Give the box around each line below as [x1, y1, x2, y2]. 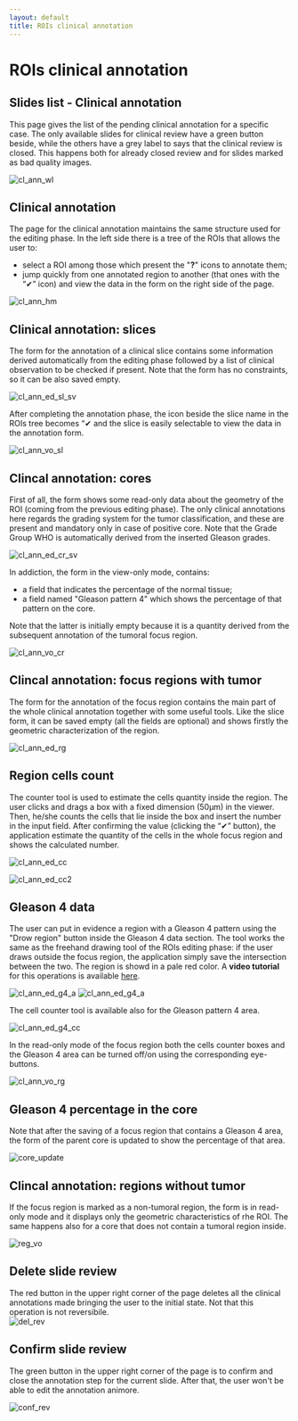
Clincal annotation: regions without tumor [9, 1178, 246, 1194]
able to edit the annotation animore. [9, 1384, 140, 1395]
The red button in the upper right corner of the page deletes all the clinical [9, 1287, 281, 1298]
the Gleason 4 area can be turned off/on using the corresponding [9, 1049, 249, 1060]
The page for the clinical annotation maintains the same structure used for [9, 224, 281, 235]
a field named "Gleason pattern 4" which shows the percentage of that [21, 593, 282, 604]
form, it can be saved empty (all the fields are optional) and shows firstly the [9, 715, 289, 726]
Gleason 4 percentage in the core [9, 1102, 198, 1117]
